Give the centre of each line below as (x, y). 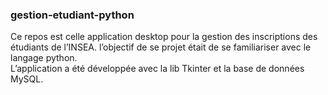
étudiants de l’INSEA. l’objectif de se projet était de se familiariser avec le (161, 47)
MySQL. (27, 79)
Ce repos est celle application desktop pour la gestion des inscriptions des (164, 37)
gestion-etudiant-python (72, 15)
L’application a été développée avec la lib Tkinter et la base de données (157, 69)
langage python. (44, 58)
